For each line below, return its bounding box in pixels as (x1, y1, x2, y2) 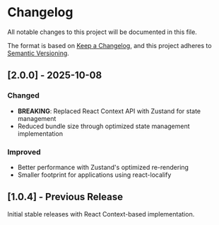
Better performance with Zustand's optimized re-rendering (17, 163, 189, 171)
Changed (7, 91, 40, 100)
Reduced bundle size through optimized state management (17, 122, 190, 130)
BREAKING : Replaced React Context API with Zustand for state (17, 107, 201, 115)
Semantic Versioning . (7, 49, 69, 57)
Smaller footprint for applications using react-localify (17, 171, 172, 179)
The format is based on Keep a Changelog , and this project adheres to (7, 41, 212, 50)
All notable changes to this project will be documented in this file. (7, 28, 198, 36)
